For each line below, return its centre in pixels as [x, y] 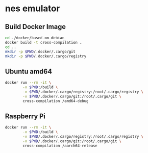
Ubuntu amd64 [29, 71]
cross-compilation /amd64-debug [56, 101]
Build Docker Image [36, 27]
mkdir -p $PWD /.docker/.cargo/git [40, 51]
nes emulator [33, 9]
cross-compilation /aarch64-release [60, 146]
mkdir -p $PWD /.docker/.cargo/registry [46, 56]
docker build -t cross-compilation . [44, 42]
